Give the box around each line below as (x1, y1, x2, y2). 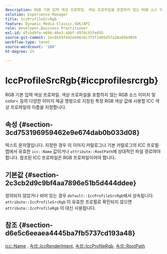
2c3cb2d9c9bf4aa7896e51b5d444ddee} (5, 179, 137, 187)
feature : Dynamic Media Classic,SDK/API (5, 21, 91, 26)
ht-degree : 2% (5, 49, 35, 54)
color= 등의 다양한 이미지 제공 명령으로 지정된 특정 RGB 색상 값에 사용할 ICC (5, 98, 155, 104)
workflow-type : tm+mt (5, 40, 50, 45)
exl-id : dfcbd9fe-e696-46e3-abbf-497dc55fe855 (5, 30, 104, 35)
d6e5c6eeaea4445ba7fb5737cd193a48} (5, 229, 136, 238)
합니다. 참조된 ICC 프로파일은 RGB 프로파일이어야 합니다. (5, 155, 116, 161)
